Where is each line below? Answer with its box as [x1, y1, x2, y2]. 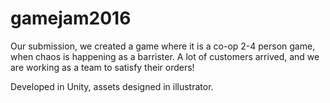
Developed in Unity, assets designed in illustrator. [10, 80, 214, 92]
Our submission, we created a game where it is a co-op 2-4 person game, [10, 40, 316, 52]
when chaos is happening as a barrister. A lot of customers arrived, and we [10, 50, 320, 62]
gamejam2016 [10, 7, 132, 30]
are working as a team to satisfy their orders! [10, 61, 195, 73]
